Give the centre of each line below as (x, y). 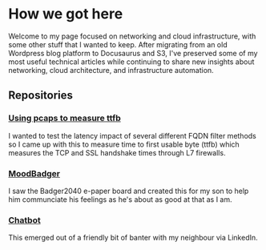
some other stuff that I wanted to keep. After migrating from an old (118, 44)
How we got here (66, 14)
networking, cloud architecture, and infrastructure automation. (111, 70)
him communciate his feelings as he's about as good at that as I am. (120, 199)
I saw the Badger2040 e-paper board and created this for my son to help (129, 191)
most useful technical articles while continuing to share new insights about (131, 62)
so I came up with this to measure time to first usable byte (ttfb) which (124, 144)
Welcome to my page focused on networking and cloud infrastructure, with (132, 36)
